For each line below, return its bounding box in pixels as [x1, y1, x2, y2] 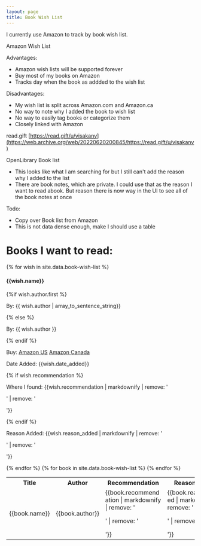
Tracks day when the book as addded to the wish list [14, 78, 145, 86]
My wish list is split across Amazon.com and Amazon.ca [14, 101, 154, 108]
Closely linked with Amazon [14, 120, 84, 127]
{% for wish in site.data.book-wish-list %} [6, 264, 109, 271]
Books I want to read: [6, 243, 113, 257]
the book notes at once [14, 193, 72, 200]
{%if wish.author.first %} [6, 291, 68, 298]
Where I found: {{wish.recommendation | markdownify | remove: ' [6, 383, 168, 391]
